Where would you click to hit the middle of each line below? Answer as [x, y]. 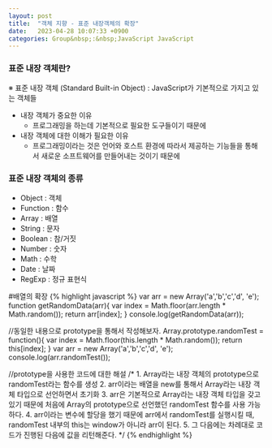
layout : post [30, 16]
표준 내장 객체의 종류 [46, 179]
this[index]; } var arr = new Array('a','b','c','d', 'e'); [91, 348]
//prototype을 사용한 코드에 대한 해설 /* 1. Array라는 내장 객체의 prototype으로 [134, 373]
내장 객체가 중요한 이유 [56, 115]
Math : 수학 [38, 258]
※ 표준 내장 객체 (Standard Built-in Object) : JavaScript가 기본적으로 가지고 [130, 88]
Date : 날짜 [38, 269]
